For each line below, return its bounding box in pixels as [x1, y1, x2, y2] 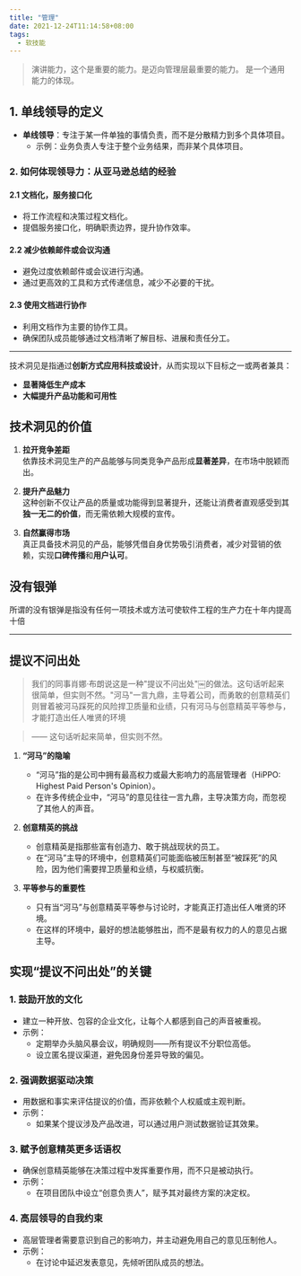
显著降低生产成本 [21, 379, 86, 390]
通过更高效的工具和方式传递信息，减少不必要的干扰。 [21, 277, 219, 288]
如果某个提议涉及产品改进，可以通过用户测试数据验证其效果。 [35, 1119, 264, 1130]
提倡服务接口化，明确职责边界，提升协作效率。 [21, 222, 195, 233]
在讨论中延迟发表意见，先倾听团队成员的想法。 [35, 1256, 209, 1267]
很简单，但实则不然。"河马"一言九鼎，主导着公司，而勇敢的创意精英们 [30, 690, 290, 700]
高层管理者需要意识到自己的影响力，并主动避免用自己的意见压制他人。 [21, 1234, 282, 1245]
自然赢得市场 [21, 527, 70, 539]
